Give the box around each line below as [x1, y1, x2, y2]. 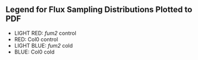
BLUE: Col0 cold [14, 48, 55, 55]
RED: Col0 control [14, 35, 58, 43]
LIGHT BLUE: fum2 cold [14, 42, 73, 49]
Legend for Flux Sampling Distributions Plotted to [5, 5, 193, 15]
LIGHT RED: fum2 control [14, 29, 77, 36]
